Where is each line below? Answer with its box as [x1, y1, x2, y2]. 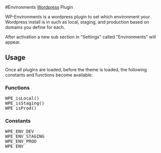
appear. [5, 39, 21, 45]
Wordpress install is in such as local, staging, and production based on [5, 19, 150, 25]
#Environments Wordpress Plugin [5, 4, 73, 10]
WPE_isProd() [5, 105, 37, 111]
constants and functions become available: [5, 72, 93, 78]
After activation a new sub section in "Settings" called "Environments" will [5, 34, 156, 40]
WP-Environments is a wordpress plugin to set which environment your [5, 14, 150, 19]
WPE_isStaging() [5, 101, 45, 106]
